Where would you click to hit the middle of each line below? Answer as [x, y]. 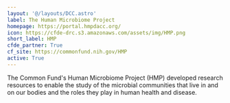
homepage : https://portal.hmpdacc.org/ [64, 26]
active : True [26, 58]
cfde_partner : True [35, 45]
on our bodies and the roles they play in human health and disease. [102, 92]
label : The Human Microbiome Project [61, 20]
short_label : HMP [32, 39]
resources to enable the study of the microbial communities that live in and [113, 85]
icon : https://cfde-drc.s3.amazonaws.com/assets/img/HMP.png [96, 33]
